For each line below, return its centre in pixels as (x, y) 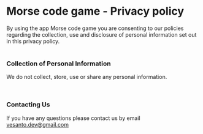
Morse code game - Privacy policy (95, 11)
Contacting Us (28, 105)
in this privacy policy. (33, 41)
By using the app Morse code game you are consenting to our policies (95, 28)
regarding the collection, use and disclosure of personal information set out (101, 34)
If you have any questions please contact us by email (73, 118)
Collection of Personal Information (59, 64)
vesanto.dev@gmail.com (38, 124)
